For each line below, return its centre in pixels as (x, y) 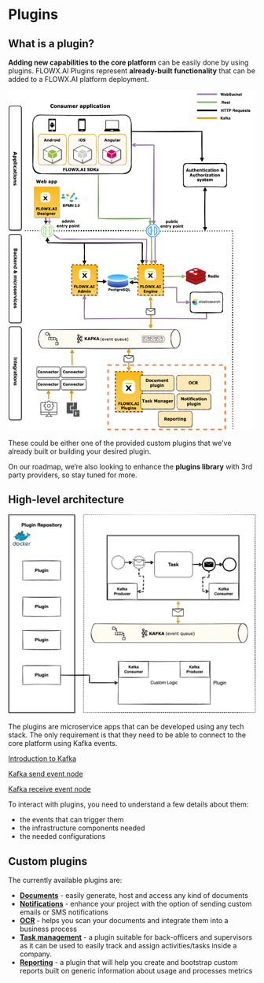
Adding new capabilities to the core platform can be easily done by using (128, 62)
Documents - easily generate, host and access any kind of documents (134, 896)
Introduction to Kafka (42, 759)
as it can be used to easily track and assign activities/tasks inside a (128, 946)
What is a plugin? (51, 44)
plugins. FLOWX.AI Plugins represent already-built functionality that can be (132, 71)
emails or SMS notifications (64, 912)
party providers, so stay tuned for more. (73, 475)
